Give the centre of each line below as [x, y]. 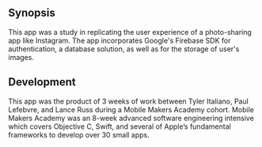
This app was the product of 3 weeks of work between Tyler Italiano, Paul [129, 101]
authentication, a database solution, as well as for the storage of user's [124, 49]
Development [42, 82]
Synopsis [32, 13]
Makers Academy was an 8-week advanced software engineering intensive [131, 118]
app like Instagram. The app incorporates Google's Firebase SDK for [120, 40]
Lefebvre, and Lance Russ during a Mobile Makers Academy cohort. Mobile [131, 109]
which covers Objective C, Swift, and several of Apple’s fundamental [120, 126]
